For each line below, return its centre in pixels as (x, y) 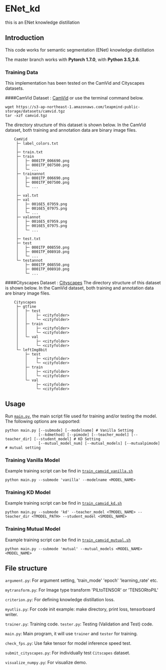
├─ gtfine (26, 307)
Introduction (25, 38)
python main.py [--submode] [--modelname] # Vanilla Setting (69, 430)
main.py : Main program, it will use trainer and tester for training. (72, 633)
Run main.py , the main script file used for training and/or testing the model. (81, 416)
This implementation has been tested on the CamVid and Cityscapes (75, 83)
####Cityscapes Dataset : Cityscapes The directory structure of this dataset (83, 283)
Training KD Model (28, 492)
